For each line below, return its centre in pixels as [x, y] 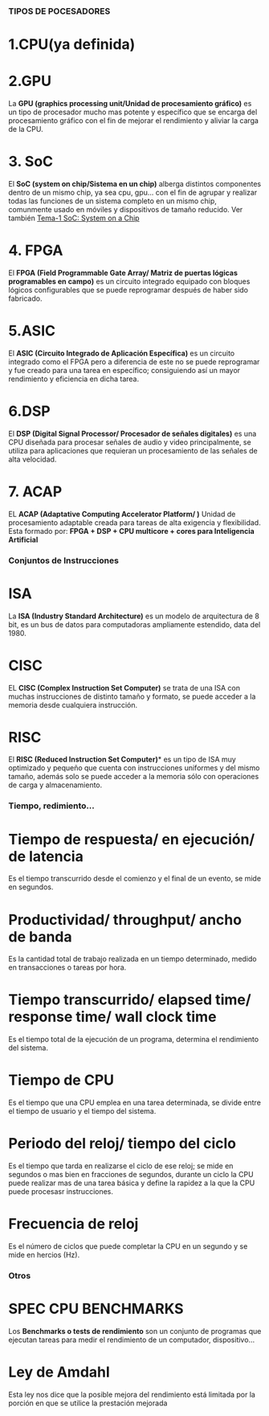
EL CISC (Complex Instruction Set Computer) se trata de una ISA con [124, 687]
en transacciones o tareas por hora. [67, 967]
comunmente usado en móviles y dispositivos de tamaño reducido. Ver [126, 209]
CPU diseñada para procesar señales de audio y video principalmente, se [130, 442]
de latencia [46, 856]
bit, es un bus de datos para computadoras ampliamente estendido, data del [134, 624]
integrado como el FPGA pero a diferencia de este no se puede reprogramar [134, 361]
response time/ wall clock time [112, 1017]
